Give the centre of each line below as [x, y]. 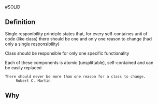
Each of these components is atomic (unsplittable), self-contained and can [79, 63]
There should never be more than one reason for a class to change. [75, 77]
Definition [20, 22]
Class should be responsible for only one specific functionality [67, 53]
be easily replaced [23, 67]
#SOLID [13, 7]
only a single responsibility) [32, 44]
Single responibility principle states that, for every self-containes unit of [76, 34]
